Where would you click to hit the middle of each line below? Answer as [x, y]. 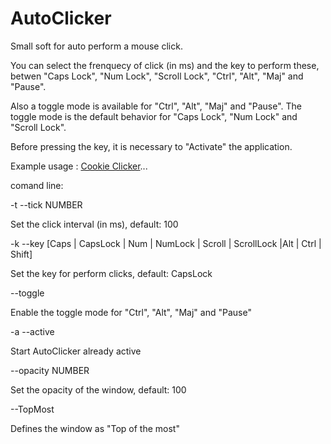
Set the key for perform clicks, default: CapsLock [111, 273]
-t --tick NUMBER [46, 204]
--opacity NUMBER [50, 370]
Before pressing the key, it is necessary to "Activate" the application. [151, 146]
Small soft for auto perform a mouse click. [96, 46]
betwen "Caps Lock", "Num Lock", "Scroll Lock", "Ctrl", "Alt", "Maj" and [157, 76]
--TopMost [32, 409]
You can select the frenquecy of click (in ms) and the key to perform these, [165, 65]
